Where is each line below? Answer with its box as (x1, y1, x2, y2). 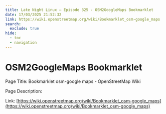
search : (5, 21, 22, 27)
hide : (5, 31, 17, 36)
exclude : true (10, 26, 39, 31)
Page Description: (5, 88, 43, 94)
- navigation (10, 40, 37, 45)
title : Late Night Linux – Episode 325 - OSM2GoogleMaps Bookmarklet (5, 7, 154, 13)
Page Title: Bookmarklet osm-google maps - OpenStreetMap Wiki (5, 78, 141, 84)
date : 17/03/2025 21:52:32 (5, 12, 62, 17)
